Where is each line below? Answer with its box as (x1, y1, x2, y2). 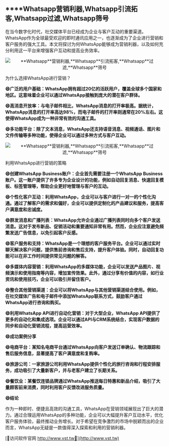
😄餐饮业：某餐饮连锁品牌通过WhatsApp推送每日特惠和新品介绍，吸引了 (5, 378, 156, 384)
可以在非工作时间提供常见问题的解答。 (9, 253, 89, 259)
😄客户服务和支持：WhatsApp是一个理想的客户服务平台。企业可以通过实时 (5, 240, 160, 246)
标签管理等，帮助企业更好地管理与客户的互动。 (14, 183, 111, 189)
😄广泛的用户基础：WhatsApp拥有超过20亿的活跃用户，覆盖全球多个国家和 (5, 85, 162, 92)
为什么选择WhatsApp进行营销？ (5, 75, 71, 81)
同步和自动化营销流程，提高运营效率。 (5, 322, 84, 328)
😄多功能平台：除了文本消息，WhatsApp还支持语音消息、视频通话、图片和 (5, 126, 160, 132)
